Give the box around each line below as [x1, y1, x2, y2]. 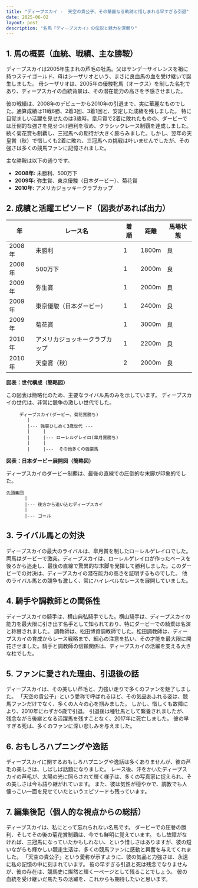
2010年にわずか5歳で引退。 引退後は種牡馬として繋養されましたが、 [21, 708, 187, 715]
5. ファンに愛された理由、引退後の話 [6, 669, 139, 679]
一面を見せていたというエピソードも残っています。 [26, 788, 150, 795]
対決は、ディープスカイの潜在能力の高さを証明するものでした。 [26, 569, 181, 577]
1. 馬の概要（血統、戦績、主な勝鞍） [6, 49, 138, 59]
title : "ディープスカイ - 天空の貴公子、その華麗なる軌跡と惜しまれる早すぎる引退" [6, 8, 189, 15]
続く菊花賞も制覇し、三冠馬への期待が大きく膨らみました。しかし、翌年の [6, 130, 187, 137]
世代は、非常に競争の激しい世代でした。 [16, 399, 115, 406]
